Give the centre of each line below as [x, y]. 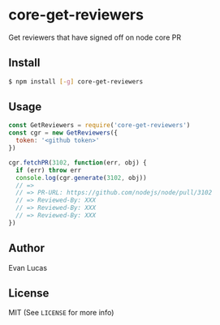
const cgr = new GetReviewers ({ [63, 133]
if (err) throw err [49, 170]
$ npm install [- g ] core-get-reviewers [76, 81]
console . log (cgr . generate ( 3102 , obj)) [82, 177]
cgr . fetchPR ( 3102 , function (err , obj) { [78, 162]
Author [26, 248]
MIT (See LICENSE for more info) [61, 313]
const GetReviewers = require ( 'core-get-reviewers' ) [99, 126]
